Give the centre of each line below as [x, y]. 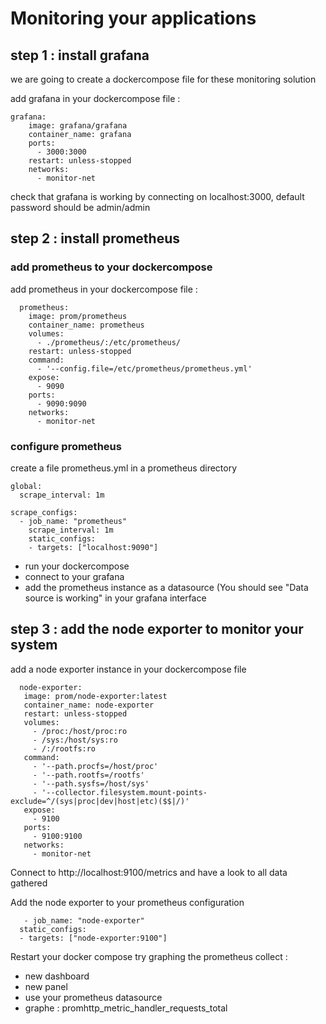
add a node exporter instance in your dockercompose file [128, 669]
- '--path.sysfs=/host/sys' [91, 783]
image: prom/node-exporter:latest [95, 696]
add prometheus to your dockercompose [111, 267]
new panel [46, 986]
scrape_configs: [44, 512]
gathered [29, 883]
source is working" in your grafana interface [115, 598]
